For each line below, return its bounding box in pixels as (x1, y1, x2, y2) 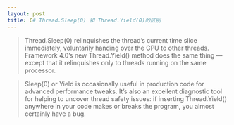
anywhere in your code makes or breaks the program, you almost (24, 102, 215, 110)
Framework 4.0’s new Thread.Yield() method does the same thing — (24, 51, 223, 60)
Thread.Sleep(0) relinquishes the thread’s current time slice (24, 36, 197, 44)
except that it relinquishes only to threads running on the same (24, 58, 207, 67)
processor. (24, 66, 56, 74)
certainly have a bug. (24, 110, 86, 118)
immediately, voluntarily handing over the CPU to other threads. (24, 44, 209, 52)
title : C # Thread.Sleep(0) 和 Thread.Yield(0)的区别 (7, 17, 161, 24)
